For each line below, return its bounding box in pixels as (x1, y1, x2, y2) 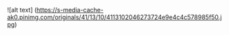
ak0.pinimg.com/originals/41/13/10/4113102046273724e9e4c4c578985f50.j (7, 13, 222, 21)
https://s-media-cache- (37, 6, 103, 14)
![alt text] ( (7, 6, 37, 14)
